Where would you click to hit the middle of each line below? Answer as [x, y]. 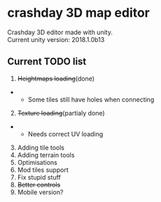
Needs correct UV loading [65, 134]
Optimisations [37, 162]
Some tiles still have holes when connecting [91, 99]
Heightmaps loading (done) [56, 78]
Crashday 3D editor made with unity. [60, 32]
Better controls [39, 185]
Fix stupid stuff [39, 177]
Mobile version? [40, 192]
